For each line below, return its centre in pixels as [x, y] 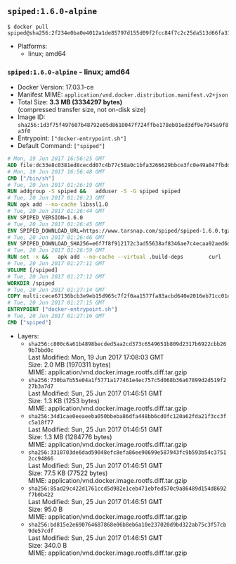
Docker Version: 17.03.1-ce [55, 87]
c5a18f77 [41, 422]
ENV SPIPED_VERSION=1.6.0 [45, 217]
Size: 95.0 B [45, 509]
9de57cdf [41, 531]
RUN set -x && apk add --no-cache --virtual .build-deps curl [114, 257]
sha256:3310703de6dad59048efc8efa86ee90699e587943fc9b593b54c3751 [127, 452]
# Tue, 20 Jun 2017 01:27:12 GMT [56, 276]
